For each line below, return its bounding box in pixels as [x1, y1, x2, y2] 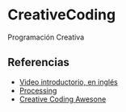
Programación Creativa [7, 32, 85, 42]
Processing [19, 85, 57, 95]
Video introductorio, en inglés [19, 77, 118, 86]
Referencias [7, 56, 70, 69]
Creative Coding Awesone [19, 94, 107, 104]
